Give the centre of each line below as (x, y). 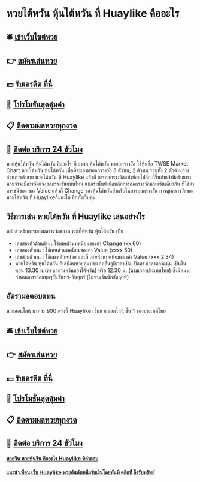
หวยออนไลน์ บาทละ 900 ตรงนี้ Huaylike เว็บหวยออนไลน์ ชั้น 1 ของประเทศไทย (86, 310)
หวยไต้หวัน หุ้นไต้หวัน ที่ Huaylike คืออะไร (93, 14)
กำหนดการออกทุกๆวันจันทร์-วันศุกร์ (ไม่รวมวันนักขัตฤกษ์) (72, 277)
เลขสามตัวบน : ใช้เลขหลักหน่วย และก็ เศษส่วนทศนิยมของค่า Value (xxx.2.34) (95, 256)
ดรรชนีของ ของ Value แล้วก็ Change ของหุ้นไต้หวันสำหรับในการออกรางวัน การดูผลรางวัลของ (100, 190)
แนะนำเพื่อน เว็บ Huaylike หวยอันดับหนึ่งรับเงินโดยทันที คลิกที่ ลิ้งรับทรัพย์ (81, 472)
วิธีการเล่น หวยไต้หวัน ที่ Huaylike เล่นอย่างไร (76, 217)
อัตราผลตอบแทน (31, 296)
